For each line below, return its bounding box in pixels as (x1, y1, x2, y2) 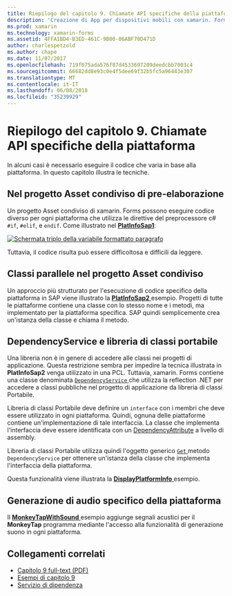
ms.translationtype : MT (7, 74, 76, 81)
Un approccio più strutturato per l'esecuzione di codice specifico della (7, 286, 208, 294)
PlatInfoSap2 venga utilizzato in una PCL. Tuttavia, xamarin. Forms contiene (7, 369, 224, 377)
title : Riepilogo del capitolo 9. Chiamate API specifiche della (7, 10, 199, 17)
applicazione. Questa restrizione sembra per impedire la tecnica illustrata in (7, 361, 222, 369)
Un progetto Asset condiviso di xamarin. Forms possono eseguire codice (7, 206, 215, 215)
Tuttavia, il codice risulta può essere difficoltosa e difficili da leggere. (7, 248, 203, 256)
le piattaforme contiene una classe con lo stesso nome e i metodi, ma (7, 301, 205, 309)
